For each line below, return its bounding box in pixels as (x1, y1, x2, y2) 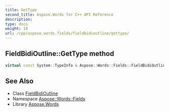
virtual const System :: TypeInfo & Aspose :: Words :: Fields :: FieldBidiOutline (5, 63, 167, 68)
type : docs (5, 21, 28, 27)
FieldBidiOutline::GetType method (5, 49, 114, 58)
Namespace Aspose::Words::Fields (12, 95, 86, 101)
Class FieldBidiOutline (12, 90, 58, 96)
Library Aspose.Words (12, 101, 59, 107)
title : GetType (5, 7, 37, 13)
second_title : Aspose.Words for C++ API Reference (5, 12, 114, 17)
